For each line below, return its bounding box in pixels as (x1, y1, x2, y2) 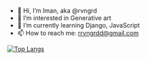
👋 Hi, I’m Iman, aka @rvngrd (17, 7, 97, 14)
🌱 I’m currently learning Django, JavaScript (17, 21, 140, 29)
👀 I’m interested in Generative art (17, 14, 112, 22)
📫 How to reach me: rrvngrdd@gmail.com (17, 29, 139, 37)
